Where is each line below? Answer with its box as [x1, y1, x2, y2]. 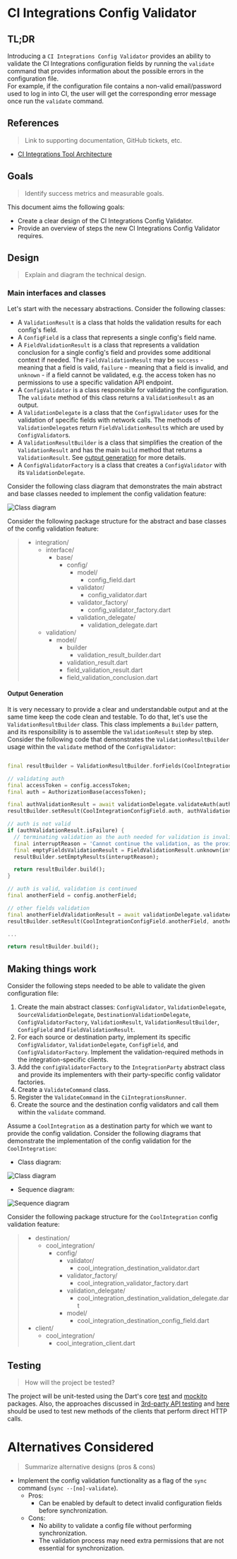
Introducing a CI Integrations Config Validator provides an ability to [7, 52, 212, 60]
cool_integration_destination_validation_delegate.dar [77, 1294, 229, 1302]
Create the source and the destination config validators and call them [17, 1100, 219, 1109]
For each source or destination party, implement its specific [17, 1033, 191, 1042]
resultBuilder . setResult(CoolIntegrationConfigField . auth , [7, 808, 185, 815]
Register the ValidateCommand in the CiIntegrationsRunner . [17, 1093, 187, 1102]
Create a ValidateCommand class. [17, 1086, 111, 1094]
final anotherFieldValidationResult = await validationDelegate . [7, 911, 203, 918]
